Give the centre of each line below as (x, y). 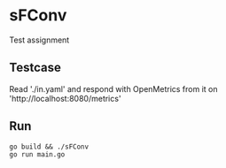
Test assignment (39, 40)
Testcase (35, 68)
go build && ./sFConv (49, 147)
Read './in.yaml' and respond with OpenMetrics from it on (113, 88)
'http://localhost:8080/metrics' (65, 98)
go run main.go (37, 154)
